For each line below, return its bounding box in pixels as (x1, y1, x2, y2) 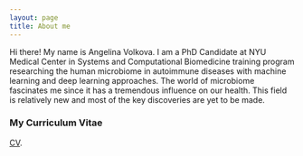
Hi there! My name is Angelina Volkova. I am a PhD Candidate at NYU (9, 46, 267, 57)
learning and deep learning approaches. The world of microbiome (9, 75, 255, 86)
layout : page (9, 13, 59, 23)
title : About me (9, 22, 71, 31)
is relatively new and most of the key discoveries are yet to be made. (9, 94, 265, 105)
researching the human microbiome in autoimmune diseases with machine (9, 65, 287, 77)
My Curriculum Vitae (9, 116, 103, 129)
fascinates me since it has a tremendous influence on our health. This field (9, 85, 288, 96)
